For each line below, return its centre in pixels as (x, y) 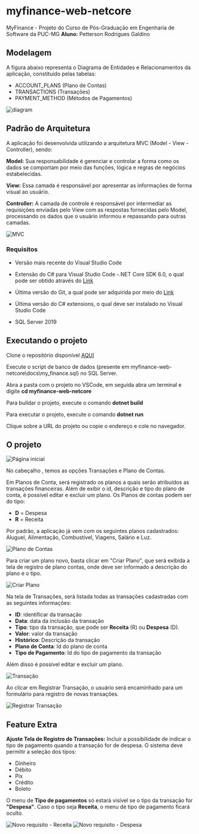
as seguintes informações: (39, 603)
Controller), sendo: (29, 149)
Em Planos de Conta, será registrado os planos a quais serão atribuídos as (98, 482)
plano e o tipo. (24, 573)
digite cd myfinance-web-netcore (49, 391)
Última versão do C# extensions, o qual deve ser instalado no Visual (99, 303)
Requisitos (22, 249)
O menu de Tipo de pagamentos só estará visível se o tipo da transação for (99, 800)
